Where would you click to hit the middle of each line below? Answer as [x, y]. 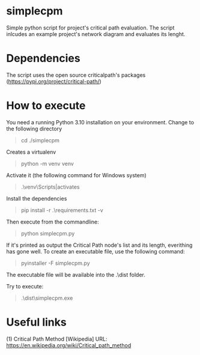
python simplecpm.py [48, 233]
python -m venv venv [47, 163]
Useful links [37, 322]
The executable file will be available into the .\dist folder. [76, 275]
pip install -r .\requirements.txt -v [62, 210]
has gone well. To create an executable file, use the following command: [95, 251]
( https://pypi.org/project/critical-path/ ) [54, 81]
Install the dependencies [37, 198]
